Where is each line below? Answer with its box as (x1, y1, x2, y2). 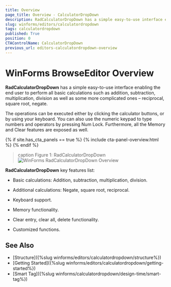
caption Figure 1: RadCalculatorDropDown (17, 151, 106, 158)
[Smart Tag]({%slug (12, 271, 55, 277)
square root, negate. (5, 100, 48, 107)
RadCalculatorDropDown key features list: (5, 167, 95, 173)
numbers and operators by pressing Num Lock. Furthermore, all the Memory (5, 121, 165, 127)
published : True (5, 31, 40, 36)
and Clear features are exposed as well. (5, 126, 89, 133)
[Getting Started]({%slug (12, 260, 65, 266)
